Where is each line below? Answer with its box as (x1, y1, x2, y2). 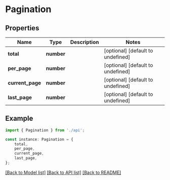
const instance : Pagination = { (5, 137, 73, 142)
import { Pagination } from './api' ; (5, 127, 85, 132)
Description (70, 39, 99, 46)
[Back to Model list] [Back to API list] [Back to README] (5, 169, 121, 175)
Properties (5, 24, 39, 32)
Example (5, 114, 33, 123)
